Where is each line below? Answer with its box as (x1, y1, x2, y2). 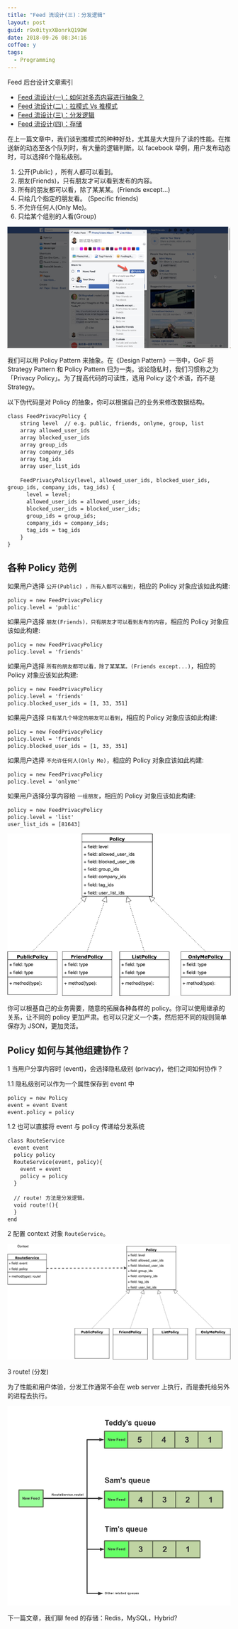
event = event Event (7, 1102, 69, 1109)
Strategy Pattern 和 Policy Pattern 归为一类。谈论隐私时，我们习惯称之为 (7, 365, 219, 373)
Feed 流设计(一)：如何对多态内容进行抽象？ (17, 92, 144, 101)
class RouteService (7, 1138, 65, 1145)
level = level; (25, 491, 72, 498)
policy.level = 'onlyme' (7, 779, 81, 786)
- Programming (13, 57, 55, 64)
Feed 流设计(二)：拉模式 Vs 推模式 (17, 102, 118, 110)
